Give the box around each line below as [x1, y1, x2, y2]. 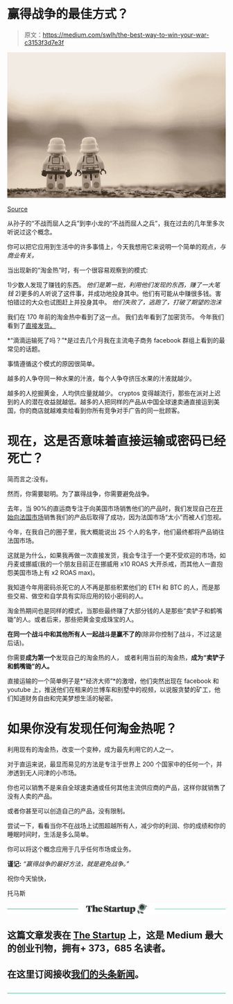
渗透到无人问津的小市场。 [7, 768, 80, 777]
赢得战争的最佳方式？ [7, 6, 130, 22]
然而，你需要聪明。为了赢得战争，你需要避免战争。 [7, 490, 153, 498]
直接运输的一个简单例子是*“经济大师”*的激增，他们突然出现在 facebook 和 [7, 677, 220, 685]
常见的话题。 [7, 345, 44, 354]
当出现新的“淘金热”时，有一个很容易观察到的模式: [7, 266, 148, 275]
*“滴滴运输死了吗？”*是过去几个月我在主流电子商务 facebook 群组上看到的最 [7, 336, 225, 345]
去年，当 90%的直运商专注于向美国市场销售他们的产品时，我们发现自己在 [7, 504, 217, 513]
